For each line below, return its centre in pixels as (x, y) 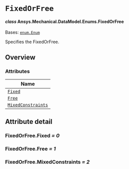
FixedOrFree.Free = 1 (31, 149)
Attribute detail (29, 122)
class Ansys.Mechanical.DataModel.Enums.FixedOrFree (64, 22)
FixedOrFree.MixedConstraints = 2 (48, 162)
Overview (20, 57)
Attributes (17, 71)
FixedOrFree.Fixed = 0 (32, 136)
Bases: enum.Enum (23, 32)
